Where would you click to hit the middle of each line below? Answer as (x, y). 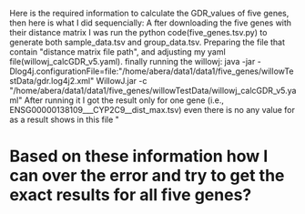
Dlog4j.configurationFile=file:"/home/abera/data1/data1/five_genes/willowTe (152, 71)
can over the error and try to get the (147, 176)
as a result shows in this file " (65, 119)
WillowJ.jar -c (122, 81)
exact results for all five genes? (131, 195)
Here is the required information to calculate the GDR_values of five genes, (149, 13)
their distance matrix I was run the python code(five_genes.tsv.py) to (138, 32)
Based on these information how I (139, 156)
